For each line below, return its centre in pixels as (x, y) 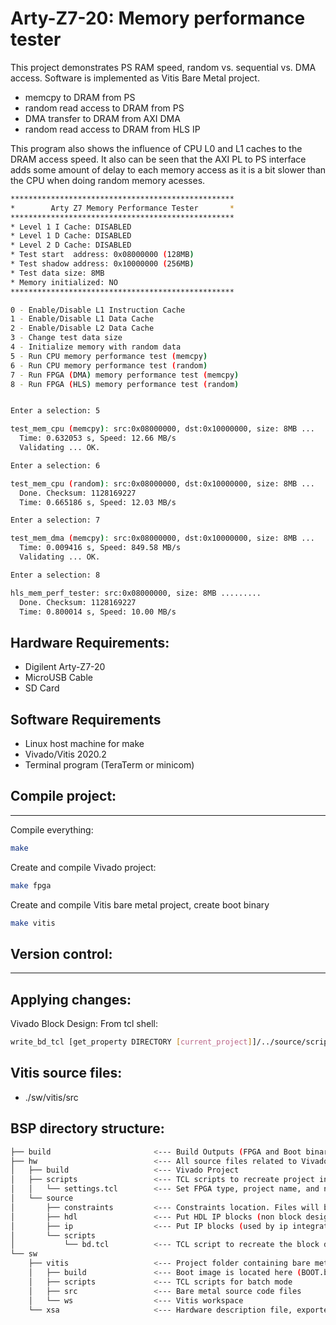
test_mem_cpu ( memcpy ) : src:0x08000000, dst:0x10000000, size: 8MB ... (162, 429)
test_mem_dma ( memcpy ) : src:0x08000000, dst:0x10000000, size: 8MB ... (162, 538)
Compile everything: (52, 829)
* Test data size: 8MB (57, 273)
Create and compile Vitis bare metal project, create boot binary (140, 904)
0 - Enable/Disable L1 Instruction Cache (98, 310)
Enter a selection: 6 (55, 465)
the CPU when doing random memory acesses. (108, 180)
